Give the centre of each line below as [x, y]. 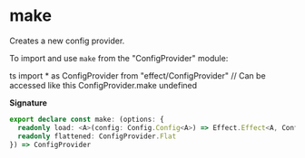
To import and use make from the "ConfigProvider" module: [119, 58]
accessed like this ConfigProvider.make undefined [103, 85]
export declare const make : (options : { [87, 119]
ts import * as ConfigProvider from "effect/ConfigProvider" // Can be [138, 75]
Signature [29, 102]
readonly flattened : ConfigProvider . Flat [97, 136]
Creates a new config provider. [67, 41]
